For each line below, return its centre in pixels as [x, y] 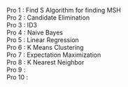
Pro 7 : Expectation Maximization [54, 55]
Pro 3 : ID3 [22, 25]
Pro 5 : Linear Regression [43, 40]
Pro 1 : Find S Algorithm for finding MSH [64, 10]
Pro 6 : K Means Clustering [45, 47]
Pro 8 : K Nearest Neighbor [45, 62]
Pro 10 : [17, 77]
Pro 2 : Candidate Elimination [48, 18]
